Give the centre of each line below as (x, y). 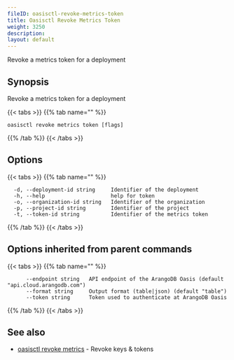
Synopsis (28, 82)
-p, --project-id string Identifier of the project (102, 208)
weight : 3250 (26, 27)
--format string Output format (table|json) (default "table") (126, 291)
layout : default (31, 40)
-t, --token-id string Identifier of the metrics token (111, 214)
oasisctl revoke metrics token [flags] (66, 125)
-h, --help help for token (84, 196)
